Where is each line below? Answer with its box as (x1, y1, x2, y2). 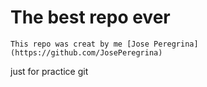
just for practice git (10, 65, 89, 77)
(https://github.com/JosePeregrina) (10, 47, 163, 58)
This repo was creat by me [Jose (10, 39, 150, 49)
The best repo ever (10, 6, 171, 29)
